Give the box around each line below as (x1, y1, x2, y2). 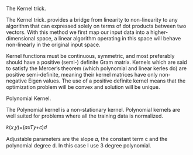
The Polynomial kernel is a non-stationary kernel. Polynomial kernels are (6, 106, 181, 113)
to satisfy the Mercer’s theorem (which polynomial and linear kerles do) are (6, 65, 187, 72)
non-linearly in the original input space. (6, 41, 101, 48)
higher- (150, 29, 168, 36)
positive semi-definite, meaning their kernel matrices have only (6, 71, 158, 78)
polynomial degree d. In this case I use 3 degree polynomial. (6, 142, 151, 149)
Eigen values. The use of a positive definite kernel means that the (28, 77, 186, 84)
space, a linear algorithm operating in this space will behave (36, 35, 181, 42)
